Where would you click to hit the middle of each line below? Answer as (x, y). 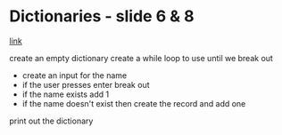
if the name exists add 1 (66, 94)
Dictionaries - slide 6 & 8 (102, 16)
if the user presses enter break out (86, 84)
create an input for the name (75, 75)
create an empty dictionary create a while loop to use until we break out (141, 58)
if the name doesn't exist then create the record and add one (134, 103)
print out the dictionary (51, 121)
